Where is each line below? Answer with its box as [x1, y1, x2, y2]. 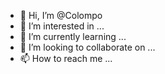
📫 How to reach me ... [19, 53, 113, 64]
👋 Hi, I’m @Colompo [19, 10, 103, 21]
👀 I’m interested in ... [19, 20, 105, 32]
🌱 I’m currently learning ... [19, 31, 127, 42]
